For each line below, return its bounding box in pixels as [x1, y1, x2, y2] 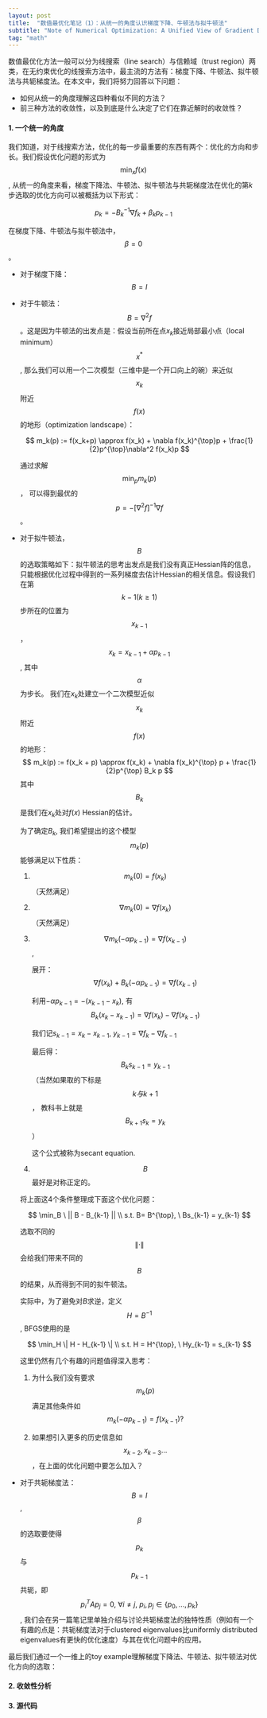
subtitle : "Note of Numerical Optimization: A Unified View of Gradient [8, 26, 254, 34]
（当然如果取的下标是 [31, 1075, 102, 1084]
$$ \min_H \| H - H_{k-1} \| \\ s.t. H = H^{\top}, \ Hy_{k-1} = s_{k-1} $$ [27, 1339, 252, 1349]
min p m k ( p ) [122, 473, 157, 485]
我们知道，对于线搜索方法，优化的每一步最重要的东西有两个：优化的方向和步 [8, 142, 259, 152]
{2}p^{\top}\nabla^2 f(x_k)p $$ [89, 444, 190, 453]
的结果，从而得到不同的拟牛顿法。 [19, 1279, 132, 1288]
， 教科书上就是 [31, 1102, 83, 1112]
